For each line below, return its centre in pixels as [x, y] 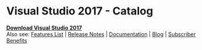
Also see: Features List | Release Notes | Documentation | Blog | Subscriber [101, 34]
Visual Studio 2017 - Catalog [80, 11]
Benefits [17, 40]
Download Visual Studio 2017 [44, 28]
